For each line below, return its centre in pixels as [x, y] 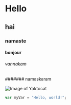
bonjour [13, 53]
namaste [16, 41]
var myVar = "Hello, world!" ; [36, 98]
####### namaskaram [28, 79]
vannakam [16, 64]
